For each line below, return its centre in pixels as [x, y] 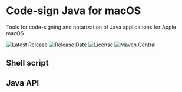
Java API [23, 83]
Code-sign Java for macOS [74, 11]
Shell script [27, 63]
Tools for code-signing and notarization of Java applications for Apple [91, 27]
